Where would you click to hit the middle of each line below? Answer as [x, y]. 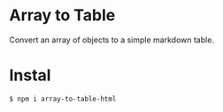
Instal [30, 75]
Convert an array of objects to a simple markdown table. [112, 40]
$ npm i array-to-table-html [63, 99]
